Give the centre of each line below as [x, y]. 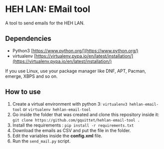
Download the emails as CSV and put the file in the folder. [72, 130]
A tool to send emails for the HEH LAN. [45, 23]
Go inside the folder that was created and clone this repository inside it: [86, 114]
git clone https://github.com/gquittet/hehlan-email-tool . [76, 120]
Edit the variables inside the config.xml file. [57, 136]
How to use [23, 92]
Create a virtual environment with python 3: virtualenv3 [70, 104]
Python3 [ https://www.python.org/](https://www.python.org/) [75, 50]
